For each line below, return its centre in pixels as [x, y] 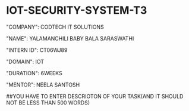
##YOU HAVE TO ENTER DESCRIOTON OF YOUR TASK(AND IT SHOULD [95, 96]
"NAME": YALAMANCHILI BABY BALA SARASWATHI [70, 38]
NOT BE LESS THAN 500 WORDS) [48, 103]
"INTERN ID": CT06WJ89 [37, 50]
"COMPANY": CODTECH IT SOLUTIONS [55, 27]
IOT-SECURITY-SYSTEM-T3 [77, 10]
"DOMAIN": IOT [25, 61]
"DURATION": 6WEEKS [34, 73]
